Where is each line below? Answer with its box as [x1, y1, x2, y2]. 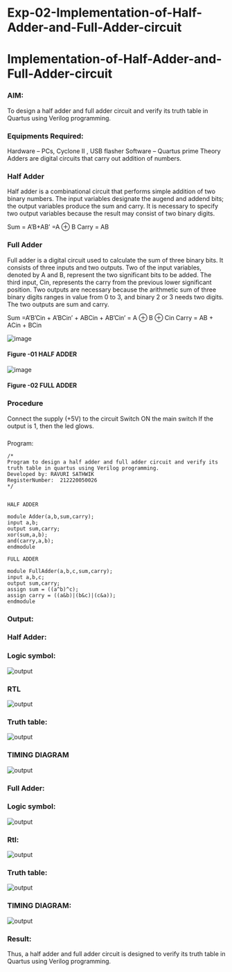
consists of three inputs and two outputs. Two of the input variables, [7, 263, 202, 272]
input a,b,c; [7, 574, 45, 581]
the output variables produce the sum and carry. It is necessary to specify [7, 202, 219, 211]
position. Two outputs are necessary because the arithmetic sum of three [7, 285, 217, 294]
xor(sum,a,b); [7, 531, 48, 538]
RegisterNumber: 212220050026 [7, 477, 98, 484]
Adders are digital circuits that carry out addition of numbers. [7, 154, 182, 162]
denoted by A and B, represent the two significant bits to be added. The [7, 270, 212, 279]
